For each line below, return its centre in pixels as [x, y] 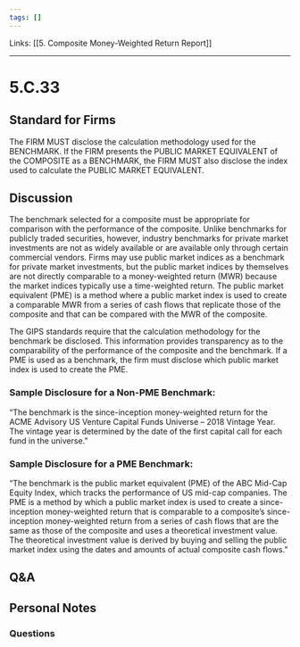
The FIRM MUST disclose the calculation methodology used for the [133, 141]
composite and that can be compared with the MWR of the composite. [138, 314]
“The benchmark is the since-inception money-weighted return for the [138, 412]
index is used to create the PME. [69, 369]
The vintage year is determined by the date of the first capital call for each [146, 431]
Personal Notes [53, 608]
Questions [32, 633]
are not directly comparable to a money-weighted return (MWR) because [143, 277]
